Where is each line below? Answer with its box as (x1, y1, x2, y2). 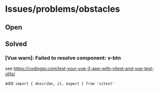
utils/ (5, 71, 16, 77)
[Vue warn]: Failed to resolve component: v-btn (5, 54, 122, 61)
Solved (5, 39, 27, 48)
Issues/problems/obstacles (5, 3, 121, 15)
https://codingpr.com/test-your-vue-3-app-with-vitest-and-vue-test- (13, 65, 154, 72)
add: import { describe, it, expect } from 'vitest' (5, 80, 115, 87)
